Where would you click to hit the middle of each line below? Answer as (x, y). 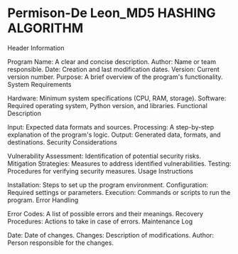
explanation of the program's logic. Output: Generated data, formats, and (114, 134)
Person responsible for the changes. (60, 243)
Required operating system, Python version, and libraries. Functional (108, 105)
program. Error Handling (43, 200)
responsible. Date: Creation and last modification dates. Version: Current (114, 69)
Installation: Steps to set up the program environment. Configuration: (108, 185)
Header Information (36, 48)
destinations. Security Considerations (62, 142)
